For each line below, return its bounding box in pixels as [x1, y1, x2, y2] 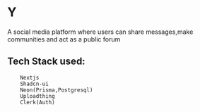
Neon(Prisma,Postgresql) [20, 86, 93, 94]
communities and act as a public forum [7, 35, 121, 43]
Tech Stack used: [7, 56, 86, 68]
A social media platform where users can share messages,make [7, 27, 194, 36]
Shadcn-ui [20, 80, 49, 87]
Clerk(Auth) [20, 99, 55, 106]
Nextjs [20, 74, 40, 81]
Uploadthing [20, 92, 55, 99]
